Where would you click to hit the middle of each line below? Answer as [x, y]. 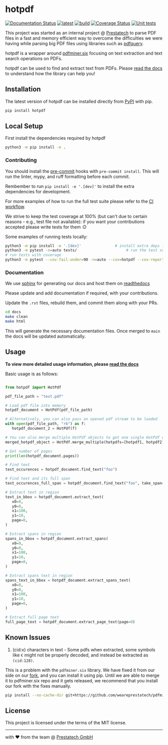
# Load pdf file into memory [35, 405]
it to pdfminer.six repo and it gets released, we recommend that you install [82, 680]
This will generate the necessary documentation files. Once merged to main [83, 331]
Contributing [21, 160]
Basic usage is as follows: [32, 374]
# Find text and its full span [38, 479]
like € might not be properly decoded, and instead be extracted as [80, 655]
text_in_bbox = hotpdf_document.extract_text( [54, 497]
